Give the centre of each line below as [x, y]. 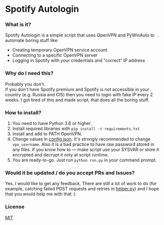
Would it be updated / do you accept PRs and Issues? [70, 173]
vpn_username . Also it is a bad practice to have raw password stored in [83, 145]
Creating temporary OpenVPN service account [60, 50]
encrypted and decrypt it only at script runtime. [60, 155]
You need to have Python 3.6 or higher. [52, 123]
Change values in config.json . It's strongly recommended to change [81, 139]
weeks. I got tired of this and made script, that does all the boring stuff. [77, 100]
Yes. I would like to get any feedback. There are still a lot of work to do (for [81, 184]
